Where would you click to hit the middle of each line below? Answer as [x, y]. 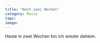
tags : [10, 18]
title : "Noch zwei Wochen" [32, 9]
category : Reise [21, 14]
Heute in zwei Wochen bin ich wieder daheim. [50, 36]
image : [12, 23]
